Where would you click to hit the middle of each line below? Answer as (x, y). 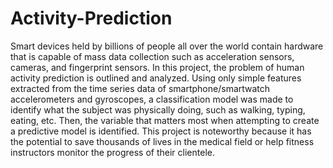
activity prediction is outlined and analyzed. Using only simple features (156, 78)
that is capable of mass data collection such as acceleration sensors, (152, 56)
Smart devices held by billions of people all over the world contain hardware (167, 46)
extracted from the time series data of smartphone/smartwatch (140, 88)
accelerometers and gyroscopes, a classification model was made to (152, 99)
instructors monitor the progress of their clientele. (112, 152)
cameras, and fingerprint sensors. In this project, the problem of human (157, 67)
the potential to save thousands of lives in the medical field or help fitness (162, 141)
